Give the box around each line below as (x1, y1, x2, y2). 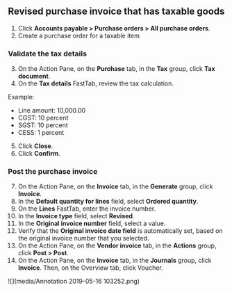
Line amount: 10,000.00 (17, 106, 86, 115)
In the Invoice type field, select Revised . (17, 212, 135, 220)
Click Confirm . (17, 149, 61, 158)
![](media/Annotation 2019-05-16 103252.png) (8, 277, 140, 286)
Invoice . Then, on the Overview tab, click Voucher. (17, 263, 164, 272)
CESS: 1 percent (17, 129, 65, 137)
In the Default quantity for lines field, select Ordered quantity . (17, 197, 199, 206)
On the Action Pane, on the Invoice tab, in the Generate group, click (17, 182, 213, 190)
